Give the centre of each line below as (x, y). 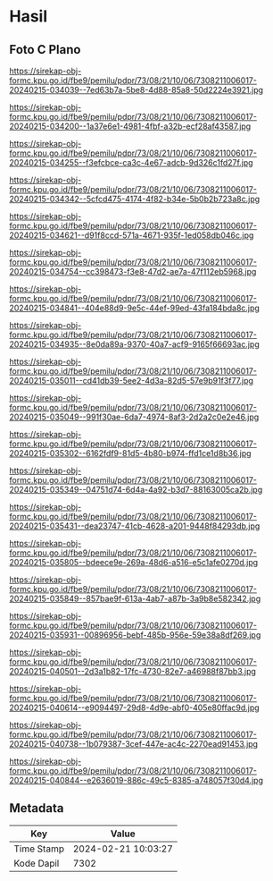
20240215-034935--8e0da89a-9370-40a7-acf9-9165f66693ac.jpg (135, 344)
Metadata (37, 808)
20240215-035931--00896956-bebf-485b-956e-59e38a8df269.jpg (135, 635)
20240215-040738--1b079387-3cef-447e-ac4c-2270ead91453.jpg (134, 744)
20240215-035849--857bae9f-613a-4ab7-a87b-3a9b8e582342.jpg (135, 598)
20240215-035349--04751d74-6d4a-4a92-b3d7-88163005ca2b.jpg (136, 490)
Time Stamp (39, 849)
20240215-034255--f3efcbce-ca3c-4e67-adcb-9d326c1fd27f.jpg (131, 162)
